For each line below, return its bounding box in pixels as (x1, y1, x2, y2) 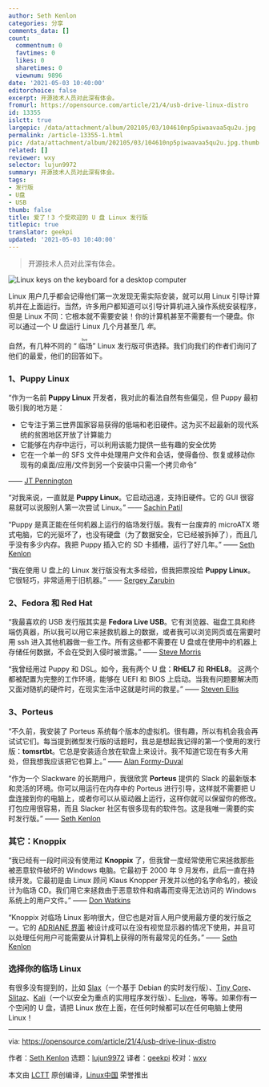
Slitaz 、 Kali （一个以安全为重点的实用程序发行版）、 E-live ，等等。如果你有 (8, 993, 251, 1003)
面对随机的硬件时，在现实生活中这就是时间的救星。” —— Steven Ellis (14, 684, 239, 694)
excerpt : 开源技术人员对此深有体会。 (8, 94, 118, 102)
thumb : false (8, 206, 52, 214)
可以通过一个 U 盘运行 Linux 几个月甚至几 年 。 (8, 321, 161, 331)
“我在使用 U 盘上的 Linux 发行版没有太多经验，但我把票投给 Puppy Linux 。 (8, 565, 255, 575)
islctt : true (8, 116, 52, 124)
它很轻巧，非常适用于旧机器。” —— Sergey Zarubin (8, 576, 175, 585)
